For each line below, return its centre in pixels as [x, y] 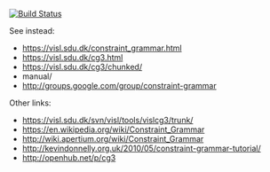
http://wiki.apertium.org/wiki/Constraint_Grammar [113, 139]
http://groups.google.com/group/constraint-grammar [119, 86]
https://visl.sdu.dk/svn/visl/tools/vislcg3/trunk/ [107, 120]
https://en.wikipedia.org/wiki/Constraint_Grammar [113, 129]
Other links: [30, 103]
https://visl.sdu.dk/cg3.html [72, 57]
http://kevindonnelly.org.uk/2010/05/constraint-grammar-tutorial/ [141, 148]
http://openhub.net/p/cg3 [69, 158]
